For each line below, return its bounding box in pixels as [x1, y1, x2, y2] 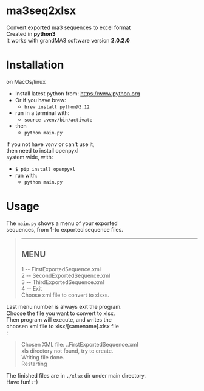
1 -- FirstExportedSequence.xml [21, 265, 101, 272]
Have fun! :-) [6, 378, 38, 386]
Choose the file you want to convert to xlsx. [6, 310, 115, 317]
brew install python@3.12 [24, 104, 90, 110]
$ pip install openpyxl [15, 166, 76, 172]
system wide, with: [6, 153, 53, 161]
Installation [6, 58, 64, 72]
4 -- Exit [21, 285, 42, 292]
